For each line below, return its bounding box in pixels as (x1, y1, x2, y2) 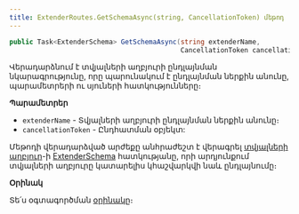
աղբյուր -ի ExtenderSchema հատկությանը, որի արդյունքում (9, 151, 250, 162)
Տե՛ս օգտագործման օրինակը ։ (9, 194, 133, 205)
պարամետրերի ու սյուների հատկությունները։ (9, 81, 202, 91)
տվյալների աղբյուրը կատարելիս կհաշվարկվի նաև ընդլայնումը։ (9, 161, 278, 171)
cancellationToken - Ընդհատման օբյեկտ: (21, 124, 186, 135)
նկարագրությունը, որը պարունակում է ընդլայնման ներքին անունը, (9, 71, 289, 82)
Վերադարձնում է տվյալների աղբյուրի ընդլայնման (9, 61, 218, 72)
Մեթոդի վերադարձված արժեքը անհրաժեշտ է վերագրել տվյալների (9, 141, 289, 152)
